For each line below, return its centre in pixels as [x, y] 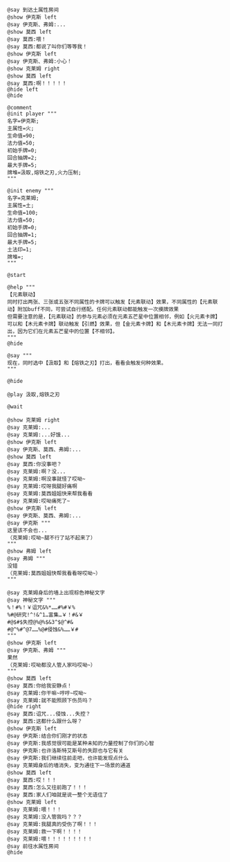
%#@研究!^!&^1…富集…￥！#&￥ [46, 615]
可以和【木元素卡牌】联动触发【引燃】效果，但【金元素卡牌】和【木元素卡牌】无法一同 [113, 324]
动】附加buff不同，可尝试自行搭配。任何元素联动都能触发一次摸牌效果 [93, 309]
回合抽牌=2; [22, 158]
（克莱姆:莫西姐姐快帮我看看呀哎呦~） [54, 573]
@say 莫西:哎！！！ [32, 780]
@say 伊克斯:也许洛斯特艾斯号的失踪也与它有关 [65, 751]
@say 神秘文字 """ [31, 600]
